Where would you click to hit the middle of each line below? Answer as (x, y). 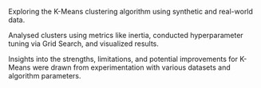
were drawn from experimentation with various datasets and (131, 67)
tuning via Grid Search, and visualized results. (84, 44)
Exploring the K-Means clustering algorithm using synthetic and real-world (131, 11)
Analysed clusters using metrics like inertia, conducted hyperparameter (126, 35)
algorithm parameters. (45, 76)
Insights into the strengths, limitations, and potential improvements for (123, 59)
